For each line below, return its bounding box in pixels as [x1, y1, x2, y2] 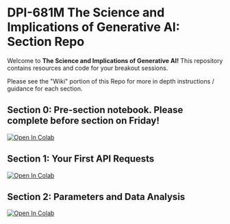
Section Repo [7, 34, 85, 49]
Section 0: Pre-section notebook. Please [7, 104, 183, 116]
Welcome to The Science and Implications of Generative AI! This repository [7, 56, 223, 64]
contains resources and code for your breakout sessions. [7, 64, 168, 72]
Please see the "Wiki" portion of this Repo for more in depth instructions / [7, 77, 214, 85]
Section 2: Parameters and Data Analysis [7, 190, 186, 203]
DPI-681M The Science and [7, 5, 165, 21]
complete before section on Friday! [7, 115, 159, 127]
